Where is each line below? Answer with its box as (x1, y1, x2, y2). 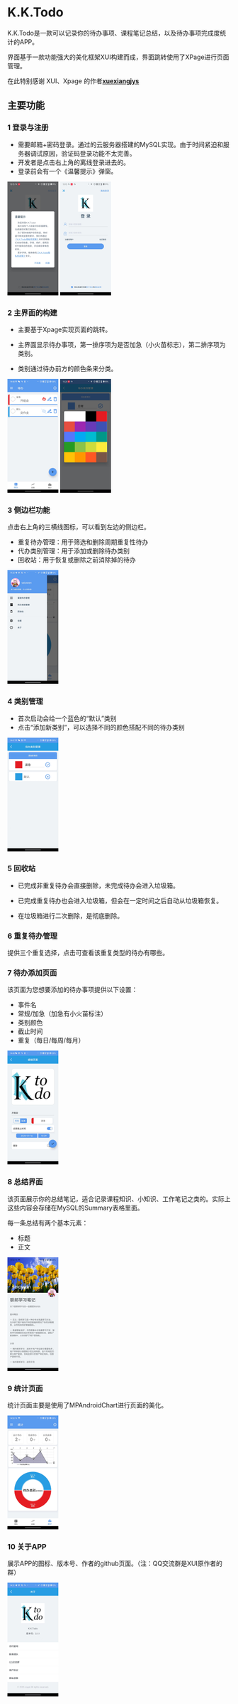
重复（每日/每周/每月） (17, 1036, 85, 1045)
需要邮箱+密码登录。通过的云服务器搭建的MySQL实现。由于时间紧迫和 (17, 140, 224, 149)
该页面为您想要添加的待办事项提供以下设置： (7, 986, 138, 994)
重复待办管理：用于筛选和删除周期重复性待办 (17, 538, 149, 546)
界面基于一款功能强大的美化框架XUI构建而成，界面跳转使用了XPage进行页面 (7, 53, 229, 61)
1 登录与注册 (7, 122, 49, 132)
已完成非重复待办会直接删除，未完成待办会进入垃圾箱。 (17, 881, 179, 890)
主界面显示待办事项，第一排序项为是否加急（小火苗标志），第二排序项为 (17, 340, 226, 348)
